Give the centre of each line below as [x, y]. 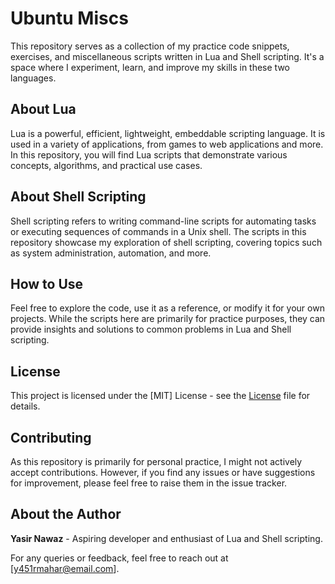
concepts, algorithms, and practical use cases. [106, 165]
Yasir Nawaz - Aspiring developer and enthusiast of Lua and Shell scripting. [166, 538]
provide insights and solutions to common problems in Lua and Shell [151, 329]
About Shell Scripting [78, 197]
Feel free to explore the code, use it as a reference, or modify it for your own [167, 308]
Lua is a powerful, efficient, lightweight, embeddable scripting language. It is [168, 133]
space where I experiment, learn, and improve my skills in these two [150, 67]
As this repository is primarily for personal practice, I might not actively [156, 461]
